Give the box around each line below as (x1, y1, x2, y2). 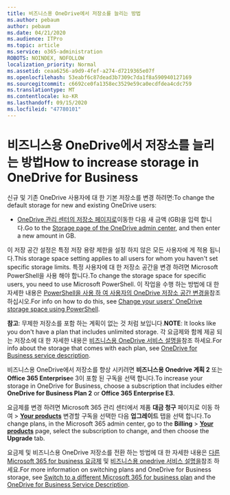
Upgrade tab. (7, 434, 45, 442)
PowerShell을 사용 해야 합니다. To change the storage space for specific (7, 271, 207, 279)
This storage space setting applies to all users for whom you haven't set (14, 254, 218, 262)
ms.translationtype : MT (7, 87, 76, 93)
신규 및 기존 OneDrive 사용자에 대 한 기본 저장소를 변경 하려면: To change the (7, 193, 215, 201)
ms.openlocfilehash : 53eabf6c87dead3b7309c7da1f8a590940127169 (7, 73, 192, 81)
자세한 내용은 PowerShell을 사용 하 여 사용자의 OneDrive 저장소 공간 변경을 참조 (7, 288, 221, 297)
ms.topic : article (7, 42, 60, 49)
